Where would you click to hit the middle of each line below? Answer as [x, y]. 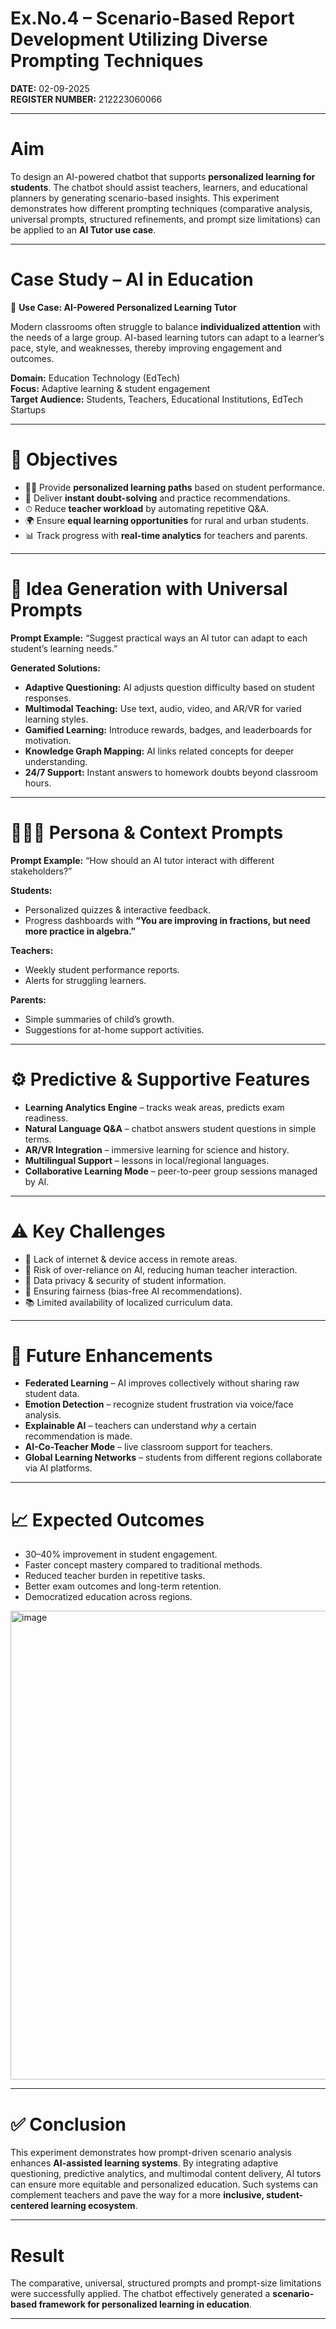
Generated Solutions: [56, 668]
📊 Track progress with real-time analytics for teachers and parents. [166, 535]
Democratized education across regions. [108, 1597]
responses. [48, 698]
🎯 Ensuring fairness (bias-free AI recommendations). [133, 1291]
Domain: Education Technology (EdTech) [95, 378]
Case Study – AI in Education [132, 279]
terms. [38, 1139]
